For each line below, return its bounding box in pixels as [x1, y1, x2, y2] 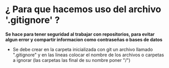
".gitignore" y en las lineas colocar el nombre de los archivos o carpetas [12, 52, 164, 58]
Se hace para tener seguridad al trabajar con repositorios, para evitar [5, 31, 155, 37]
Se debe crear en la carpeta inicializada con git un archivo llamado [12, 46, 153, 52]
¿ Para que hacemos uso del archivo [5, 4, 161, 15]
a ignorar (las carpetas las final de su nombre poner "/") [12, 57, 131, 63]
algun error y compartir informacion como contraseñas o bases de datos [5, 37, 162, 43]
